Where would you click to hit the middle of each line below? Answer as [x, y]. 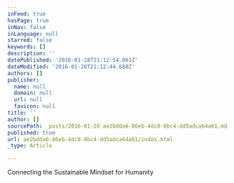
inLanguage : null [33, 34]
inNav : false [27, 27]
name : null [30, 87]
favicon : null [34, 106]
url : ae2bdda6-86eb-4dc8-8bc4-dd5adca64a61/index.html [90, 139]
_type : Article [30, 146]
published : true [31, 133]
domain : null [33, 93]
